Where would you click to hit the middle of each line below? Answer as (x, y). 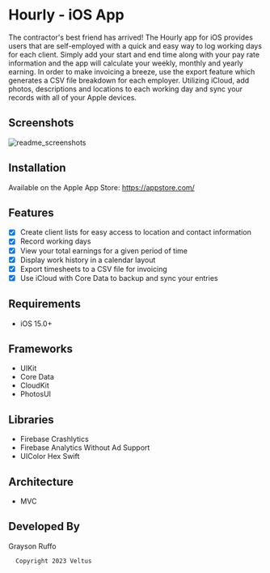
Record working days (55, 241)
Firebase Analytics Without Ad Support (85, 448)
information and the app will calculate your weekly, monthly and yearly (126, 63)
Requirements (44, 304)
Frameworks (41, 348)
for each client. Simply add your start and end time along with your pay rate (134, 54)
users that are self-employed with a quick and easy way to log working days (135, 45)
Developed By (44, 526)
